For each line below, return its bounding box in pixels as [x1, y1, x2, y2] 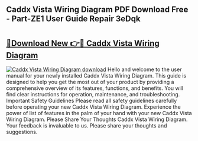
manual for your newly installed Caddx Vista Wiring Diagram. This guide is [6, 72, 187, 79]
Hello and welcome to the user [107, 66, 182, 73]
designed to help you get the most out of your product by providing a [6, 79, 174, 85]
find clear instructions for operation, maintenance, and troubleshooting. [6, 91, 180, 98]
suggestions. [6, 129, 38, 135]
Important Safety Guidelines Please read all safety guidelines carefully [6, 97, 177, 104]
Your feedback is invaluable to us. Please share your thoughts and [6, 122, 167, 129]
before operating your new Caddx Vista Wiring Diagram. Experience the [6, 103, 181, 110]
